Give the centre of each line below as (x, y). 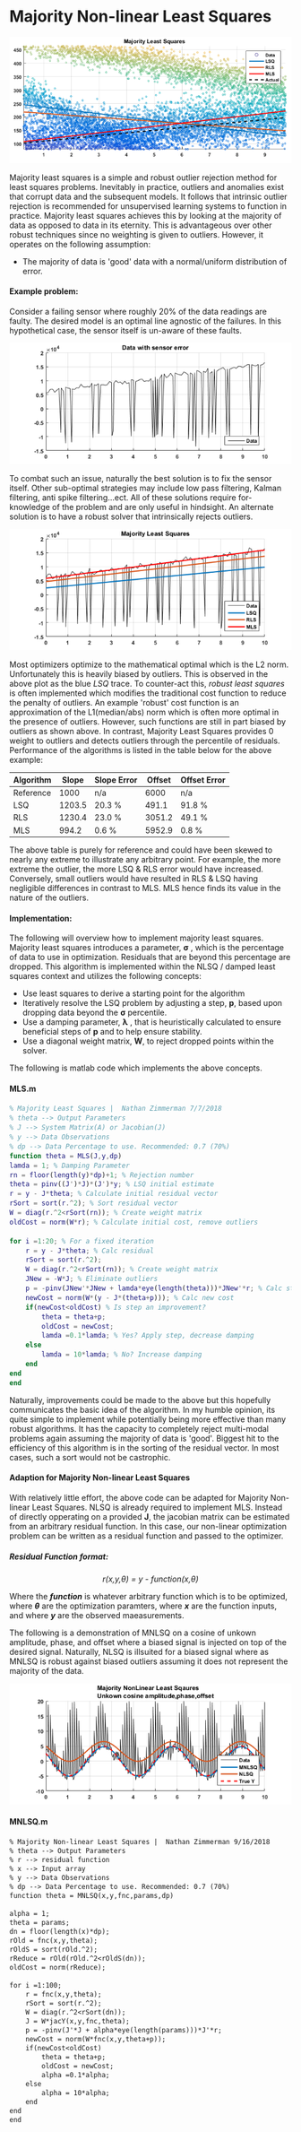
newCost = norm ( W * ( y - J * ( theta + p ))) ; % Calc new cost (130, 1297)
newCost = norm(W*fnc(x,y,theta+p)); (96, 2040)
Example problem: (44, 291)
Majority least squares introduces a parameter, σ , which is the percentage (147, 948)
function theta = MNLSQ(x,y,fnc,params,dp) (92, 1896)
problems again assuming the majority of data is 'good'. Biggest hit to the (144, 1438)
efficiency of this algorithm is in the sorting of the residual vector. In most (144, 1447)
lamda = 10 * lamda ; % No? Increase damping (122, 1355)
